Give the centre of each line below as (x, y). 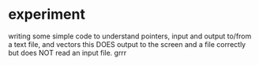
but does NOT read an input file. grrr (68, 52)
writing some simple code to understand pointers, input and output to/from (130, 36)
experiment (47, 14)
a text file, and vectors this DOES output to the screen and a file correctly (127, 44)
